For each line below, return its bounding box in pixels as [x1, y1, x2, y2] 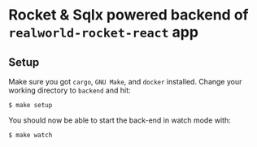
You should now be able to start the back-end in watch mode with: [8, 115, 231, 125]
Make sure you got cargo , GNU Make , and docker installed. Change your [8, 77, 242, 86]
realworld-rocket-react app [8, 23, 199, 41]
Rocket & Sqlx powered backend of [8, 6, 249, 24]
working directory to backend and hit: [8, 85, 132, 95]
